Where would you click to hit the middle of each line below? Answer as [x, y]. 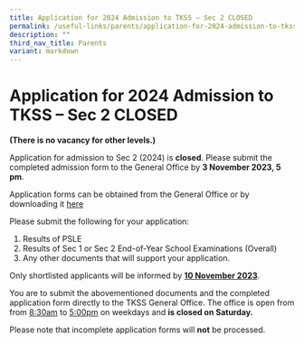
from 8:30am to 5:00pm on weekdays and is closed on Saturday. [131, 312]
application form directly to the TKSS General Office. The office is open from [152, 302]
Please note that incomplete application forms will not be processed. [138, 330]
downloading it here [47, 204]
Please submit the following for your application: [100, 221]
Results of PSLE [52, 239]
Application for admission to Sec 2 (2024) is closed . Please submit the [141, 158]
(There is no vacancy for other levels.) [83, 140]
